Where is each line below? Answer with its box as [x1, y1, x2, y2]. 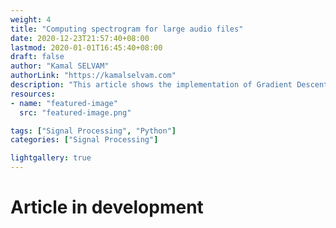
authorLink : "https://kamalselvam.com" [10, 71, 177, 81]
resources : [10, 89, 56, 99]
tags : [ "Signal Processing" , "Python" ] [10, 126, 177, 136]
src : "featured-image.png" [19, 107, 132, 118]
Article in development [10, 196, 204, 219]
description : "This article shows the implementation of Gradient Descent [10, 80, 329, 90]
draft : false [10, 52, 65, 62]
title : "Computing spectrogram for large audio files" [10, 24, 244, 34]
